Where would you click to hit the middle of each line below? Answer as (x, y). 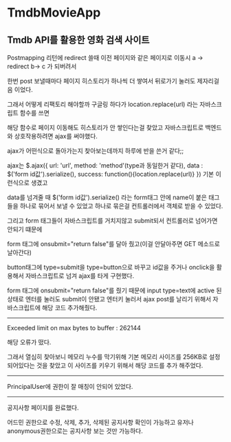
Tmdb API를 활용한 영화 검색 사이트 (78, 40)
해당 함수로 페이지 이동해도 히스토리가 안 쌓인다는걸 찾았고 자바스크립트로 (106, 128)
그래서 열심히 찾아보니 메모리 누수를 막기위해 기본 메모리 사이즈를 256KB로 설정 (114, 357)
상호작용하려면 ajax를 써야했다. (56, 136)
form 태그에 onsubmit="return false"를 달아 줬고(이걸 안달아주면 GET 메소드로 (113, 244)
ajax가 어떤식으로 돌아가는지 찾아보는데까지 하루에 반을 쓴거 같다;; (96, 151)
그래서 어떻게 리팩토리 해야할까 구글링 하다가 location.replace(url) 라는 (102, 104)
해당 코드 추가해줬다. (70, 308)
